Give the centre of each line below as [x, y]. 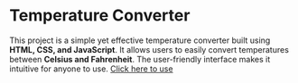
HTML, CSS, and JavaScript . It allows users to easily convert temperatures [149, 49]
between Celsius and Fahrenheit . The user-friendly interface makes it [140, 59]
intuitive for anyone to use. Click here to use [91, 69]
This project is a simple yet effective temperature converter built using [140, 40]
